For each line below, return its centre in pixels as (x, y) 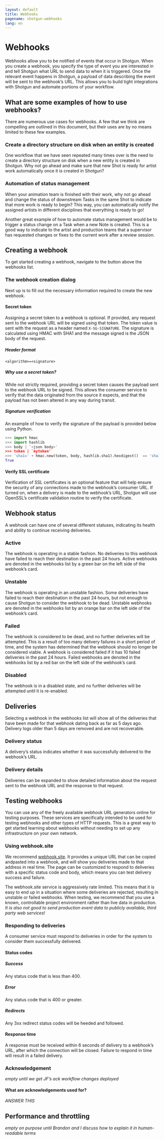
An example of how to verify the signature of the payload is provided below (81, 424)
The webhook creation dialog (40, 280)
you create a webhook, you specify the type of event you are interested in (79, 66)
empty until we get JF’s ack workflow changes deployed (62, 1079)
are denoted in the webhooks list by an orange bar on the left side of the (78, 608)
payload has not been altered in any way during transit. (61, 400)
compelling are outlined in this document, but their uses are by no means (78, 127)
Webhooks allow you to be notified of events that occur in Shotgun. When (79, 61)
